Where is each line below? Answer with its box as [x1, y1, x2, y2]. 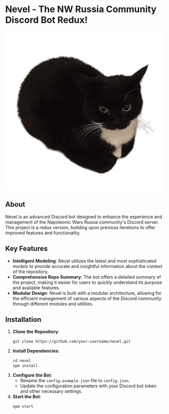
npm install [12, 364, 38, 369]
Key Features [5, 244, 48, 253]
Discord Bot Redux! [5, 14, 88, 26]
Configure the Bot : [12, 372, 53, 378]
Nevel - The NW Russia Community [5, 4, 157, 15]
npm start [12, 404, 34, 409]
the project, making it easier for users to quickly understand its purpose [12, 279, 162, 285]
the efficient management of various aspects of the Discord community [12, 295, 162, 301]
